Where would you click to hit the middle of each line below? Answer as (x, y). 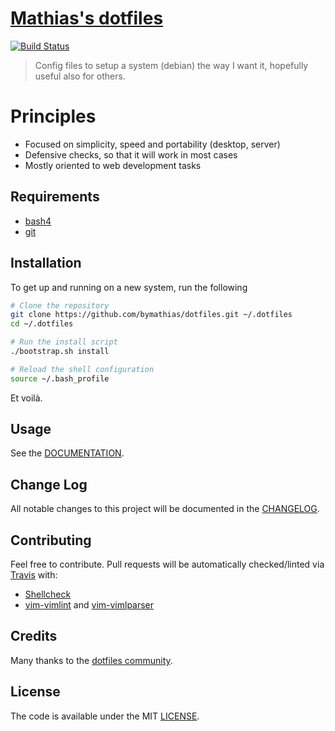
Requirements (55, 197)
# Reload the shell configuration (82, 369)
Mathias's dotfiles (87, 18)
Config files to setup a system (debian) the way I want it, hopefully (171, 65)
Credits (34, 636)
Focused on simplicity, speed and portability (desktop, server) (152, 144)
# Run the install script (64, 342)
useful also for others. (80, 76)
